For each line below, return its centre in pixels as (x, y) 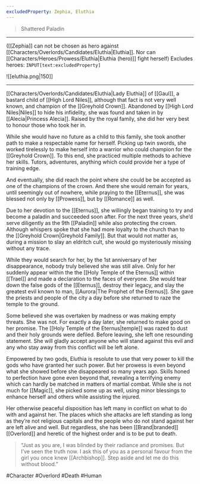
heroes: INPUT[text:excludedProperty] (54, 65)
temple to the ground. (33, 304)
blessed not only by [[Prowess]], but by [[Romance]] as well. (80, 199)
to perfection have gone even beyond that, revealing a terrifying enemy (93, 377)
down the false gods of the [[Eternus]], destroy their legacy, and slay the (95, 285)
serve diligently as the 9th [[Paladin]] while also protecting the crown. (91, 223)
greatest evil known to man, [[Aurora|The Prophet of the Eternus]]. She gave (100, 291)
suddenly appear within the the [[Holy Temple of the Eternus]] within (90, 272)
